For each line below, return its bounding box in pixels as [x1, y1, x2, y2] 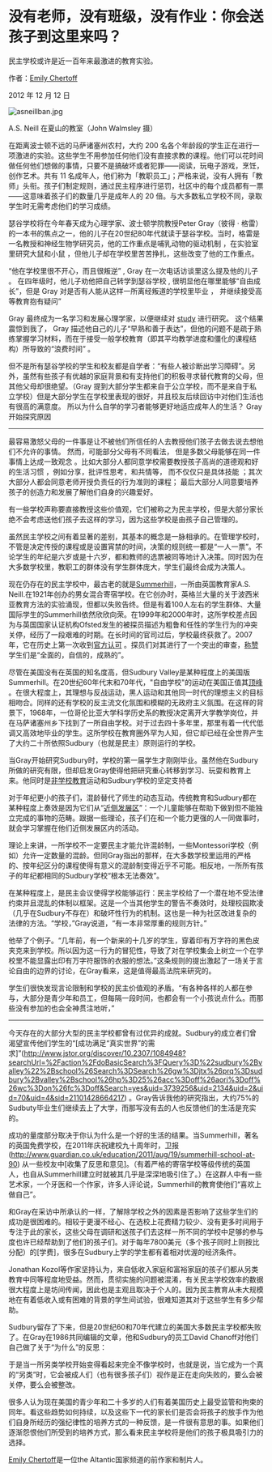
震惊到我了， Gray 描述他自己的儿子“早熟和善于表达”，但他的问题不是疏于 [8, 323, 255, 333]
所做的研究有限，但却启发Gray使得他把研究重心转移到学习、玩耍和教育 [8, 765, 244, 775]
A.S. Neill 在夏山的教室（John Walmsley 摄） [8, 123, 158, 133]
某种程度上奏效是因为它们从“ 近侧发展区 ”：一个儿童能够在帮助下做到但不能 [8, 802, 257, 812]
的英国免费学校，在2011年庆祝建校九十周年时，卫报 [8, 1140, 180, 1150]
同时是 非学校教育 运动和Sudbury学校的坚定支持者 [29, 775, 193, 785]
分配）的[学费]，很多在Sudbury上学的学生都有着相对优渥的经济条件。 [8, 1247, 241, 1257]
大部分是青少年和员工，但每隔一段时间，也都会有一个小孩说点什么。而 [22, 993, 257, 1002]
